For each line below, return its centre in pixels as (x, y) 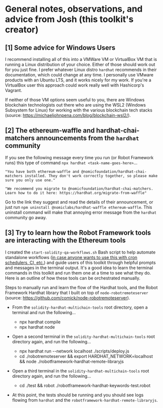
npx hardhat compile (40, 322)
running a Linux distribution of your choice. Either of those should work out (80, 65)
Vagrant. (14, 90)
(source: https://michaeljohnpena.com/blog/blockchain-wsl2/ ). (68, 115)
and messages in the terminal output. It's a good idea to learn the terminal (79, 268)
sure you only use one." (30, 180)
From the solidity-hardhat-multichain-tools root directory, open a (80, 307)
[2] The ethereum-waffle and (50, 131)
